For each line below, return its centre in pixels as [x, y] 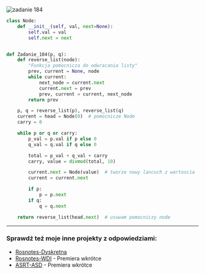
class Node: [21, 21]
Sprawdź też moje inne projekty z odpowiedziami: [82, 239]
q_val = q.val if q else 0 [63, 144]
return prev [44, 100]
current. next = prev [65, 88]
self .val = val [48, 32]
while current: [48, 77]
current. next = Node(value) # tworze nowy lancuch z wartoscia [112, 172]
